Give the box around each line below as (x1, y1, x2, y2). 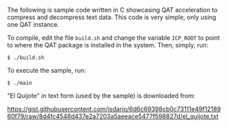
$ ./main (7, 80, 32, 86)
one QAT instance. (7, 21, 60, 28)
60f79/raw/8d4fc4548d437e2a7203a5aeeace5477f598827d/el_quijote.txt (7, 113, 219, 120)
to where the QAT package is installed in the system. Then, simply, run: (7, 41, 209, 49)
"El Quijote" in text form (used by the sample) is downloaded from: (7, 92, 196, 100)
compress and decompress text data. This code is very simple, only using (7, 13, 217, 21)
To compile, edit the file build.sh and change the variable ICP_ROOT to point (7, 34, 220, 42)
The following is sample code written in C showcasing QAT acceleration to (7, 6, 218, 14)
